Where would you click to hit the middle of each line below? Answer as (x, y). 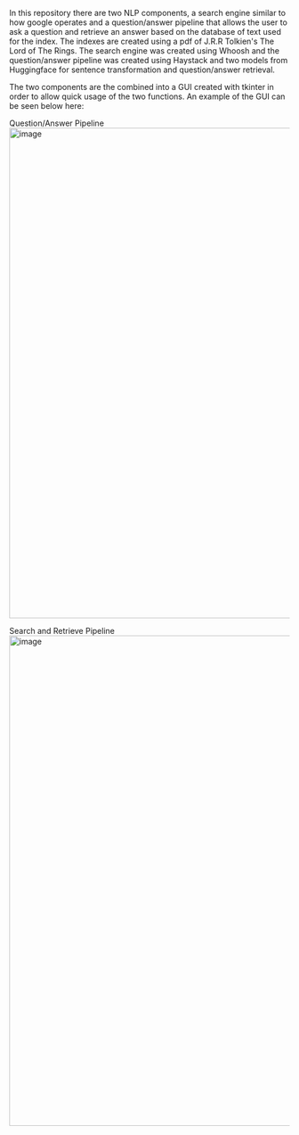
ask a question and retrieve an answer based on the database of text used (145, 32)
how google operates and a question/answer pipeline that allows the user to (148, 22)
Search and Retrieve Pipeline (62, 631)
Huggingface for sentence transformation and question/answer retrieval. (142, 70)
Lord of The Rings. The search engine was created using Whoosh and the (145, 51)
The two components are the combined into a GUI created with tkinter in (141, 87)
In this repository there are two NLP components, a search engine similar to (148, 13)
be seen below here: (47, 106)
